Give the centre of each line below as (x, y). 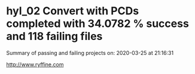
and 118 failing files (54, 36)
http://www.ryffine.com (35, 64)
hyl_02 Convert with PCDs (73, 11)
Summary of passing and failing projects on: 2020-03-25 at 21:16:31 (90, 53)
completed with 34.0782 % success (98, 24)
